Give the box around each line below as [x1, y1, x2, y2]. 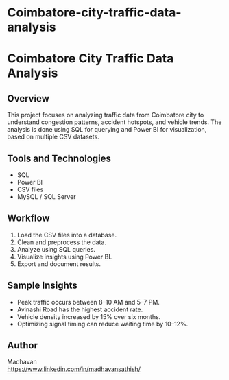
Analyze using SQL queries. [16, 245, 96, 253]
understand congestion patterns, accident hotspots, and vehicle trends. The [7, 118, 222, 126]
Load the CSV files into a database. [16, 230, 117, 239]
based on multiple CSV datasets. [7, 132, 99, 141]
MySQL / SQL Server [16, 193, 77, 200]
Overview [7, 93, 50, 104]
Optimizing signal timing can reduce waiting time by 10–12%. [16, 320, 189, 328]
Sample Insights [7, 280, 77, 292]
